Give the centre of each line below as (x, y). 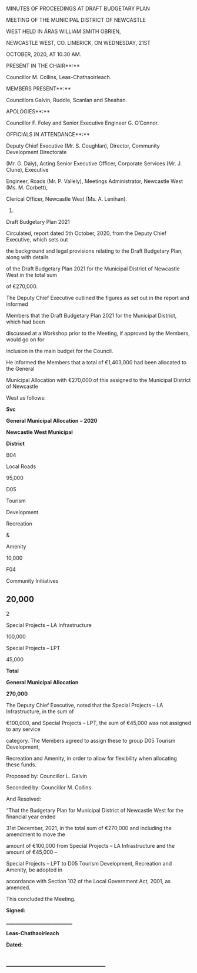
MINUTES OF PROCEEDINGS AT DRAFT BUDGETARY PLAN (78, 9)
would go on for (25, 339)
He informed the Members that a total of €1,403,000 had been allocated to (96, 362)
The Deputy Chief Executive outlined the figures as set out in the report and (98, 298)
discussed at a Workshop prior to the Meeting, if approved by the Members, (98, 333)
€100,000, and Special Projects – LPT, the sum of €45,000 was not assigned (99, 723)
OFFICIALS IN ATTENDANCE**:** (48, 134)
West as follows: (26, 398)
